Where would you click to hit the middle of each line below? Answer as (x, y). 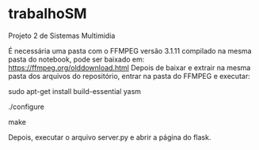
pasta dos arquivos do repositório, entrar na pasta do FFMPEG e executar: (129, 76)
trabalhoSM (48, 14)
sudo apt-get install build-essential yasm (74, 91)
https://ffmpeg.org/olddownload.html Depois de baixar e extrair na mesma (129, 67)
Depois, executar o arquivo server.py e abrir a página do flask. (110, 137)
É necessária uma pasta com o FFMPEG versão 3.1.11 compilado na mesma (130, 51)
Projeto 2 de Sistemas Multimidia (62, 36)
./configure (27, 107)
